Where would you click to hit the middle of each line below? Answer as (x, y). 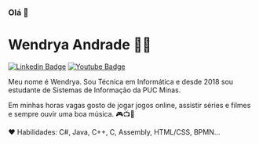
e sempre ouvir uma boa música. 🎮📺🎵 (71, 113)
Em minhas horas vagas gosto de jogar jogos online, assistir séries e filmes (129, 105)
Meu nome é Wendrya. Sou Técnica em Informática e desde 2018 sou (121, 81)
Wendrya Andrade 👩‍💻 (80, 45)
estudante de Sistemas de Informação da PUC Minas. (95, 90)
